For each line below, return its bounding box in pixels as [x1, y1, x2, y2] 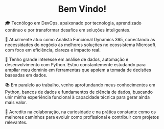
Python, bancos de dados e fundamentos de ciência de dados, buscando [5, 89, 153, 95]
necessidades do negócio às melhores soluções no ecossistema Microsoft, [5, 42, 157, 48]
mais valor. [5, 99, 27, 105]
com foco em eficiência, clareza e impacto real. [5, 47, 101, 52]
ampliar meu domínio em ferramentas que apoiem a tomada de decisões [5, 67, 152, 73]
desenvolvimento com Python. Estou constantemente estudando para [5, 61, 146, 67]
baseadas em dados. [5, 72, 47, 78]
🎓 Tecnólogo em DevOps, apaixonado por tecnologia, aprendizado [5, 20, 142, 26]
